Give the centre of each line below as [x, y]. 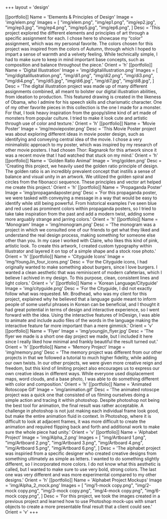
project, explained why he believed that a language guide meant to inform [81, 299]
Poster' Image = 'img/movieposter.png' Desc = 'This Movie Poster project [81, 129]
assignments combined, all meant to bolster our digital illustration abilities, [81, 91]
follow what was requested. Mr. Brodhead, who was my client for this [76, 294]
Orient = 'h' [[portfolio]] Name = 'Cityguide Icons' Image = [65, 256]
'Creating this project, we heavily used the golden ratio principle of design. [82, 166]
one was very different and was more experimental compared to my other [81, 475]
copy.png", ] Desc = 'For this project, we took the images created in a [89, 496]
